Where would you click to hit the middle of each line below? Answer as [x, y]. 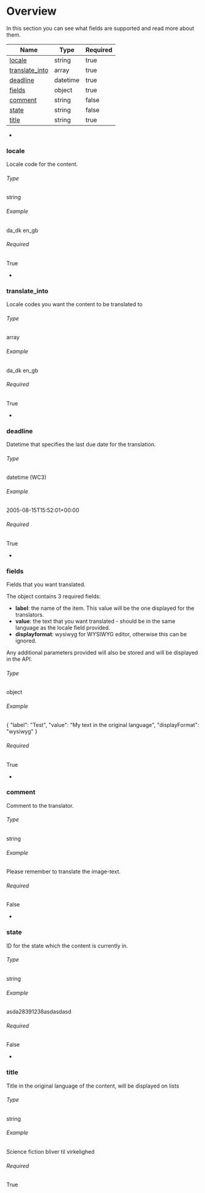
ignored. [26, 641]
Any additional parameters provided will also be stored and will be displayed [102, 652]
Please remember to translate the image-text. [64, 871]
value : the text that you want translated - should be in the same [95, 621]
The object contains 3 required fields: [54, 596]
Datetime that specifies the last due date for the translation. [81, 445]
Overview [32, 11]
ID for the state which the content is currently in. [67, 946]
